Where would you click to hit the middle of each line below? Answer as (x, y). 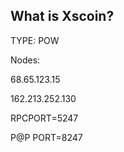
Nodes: (25, 60)
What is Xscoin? (62, 16)
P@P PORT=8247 (46, 137)
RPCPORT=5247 (44, 118)
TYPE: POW (35, 40)
